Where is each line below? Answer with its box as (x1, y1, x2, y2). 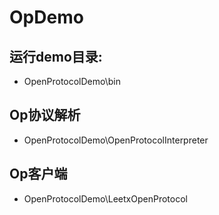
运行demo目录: (9, 48, 103, 65)
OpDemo (9, 6, 84, 29)
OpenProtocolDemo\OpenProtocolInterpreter (23, 134, 209, 146)
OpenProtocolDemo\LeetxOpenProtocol (23, 192, 188, 205)
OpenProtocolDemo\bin (23, 76, 121, 87)
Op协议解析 (9, 107, 81, 124)
